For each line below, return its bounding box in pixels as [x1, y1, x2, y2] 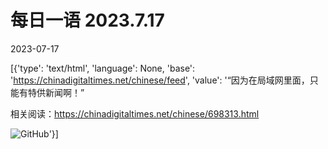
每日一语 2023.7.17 [10, 9, 165, 32]
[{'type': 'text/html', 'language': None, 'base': [10, 62, 196, 74]
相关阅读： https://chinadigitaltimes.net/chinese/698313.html [10, 107, 260, 120]
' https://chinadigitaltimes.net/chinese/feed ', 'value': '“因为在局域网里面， [10, 74, 310, 86]
